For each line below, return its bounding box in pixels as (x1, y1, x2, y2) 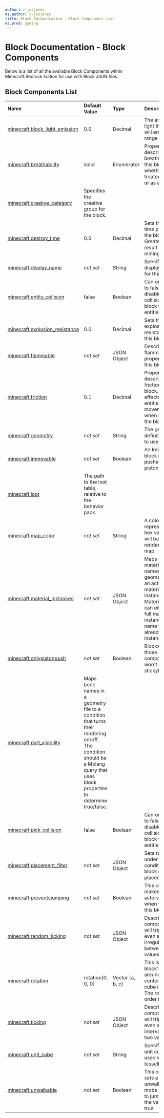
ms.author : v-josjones (5, 12, 51, 17)
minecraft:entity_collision (7, 294, 64, 300)
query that (83, 767, 108, 773)
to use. (144, 438, 160, 445)
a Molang (83, 760, 105, 767)
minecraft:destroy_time (7, 235, 60, 242)
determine (83, 797, 107, 804)
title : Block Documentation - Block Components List (5, 16, 115, 21)
